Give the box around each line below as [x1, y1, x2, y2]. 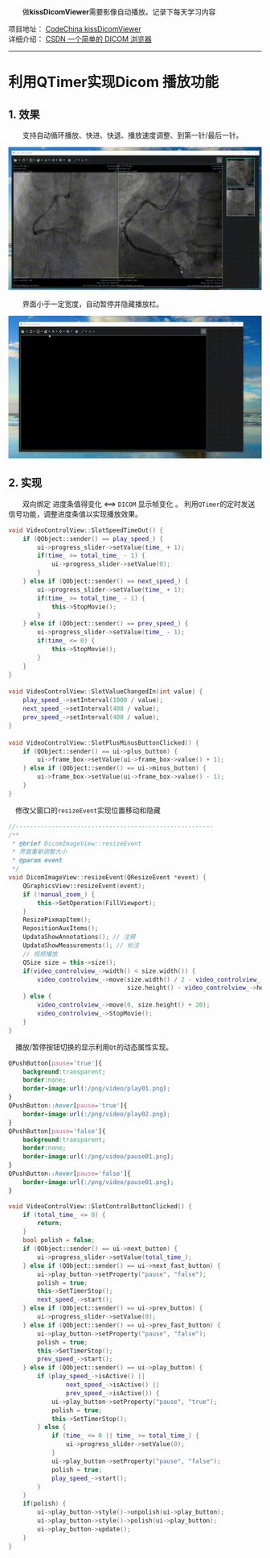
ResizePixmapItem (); [22, 916, 92, 924]
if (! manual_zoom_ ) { [22, 890, 95, 899]
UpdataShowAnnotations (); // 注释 [22, 933, 136, 941]
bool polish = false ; [22, 1236, 95, 1244]
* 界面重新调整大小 [11, 848, 67, 856]
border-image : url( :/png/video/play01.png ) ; [22, 1085, 171, 1093]
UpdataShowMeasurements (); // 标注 [22, 941, 140, 949]
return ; [37, 1219, 63, 1228]
